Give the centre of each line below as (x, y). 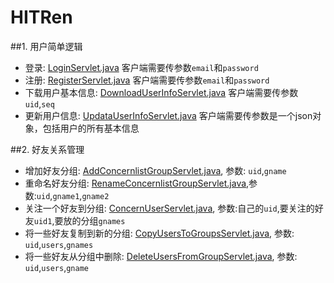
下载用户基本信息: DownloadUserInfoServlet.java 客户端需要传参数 (161, 92)
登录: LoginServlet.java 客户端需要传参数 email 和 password (141, 67)
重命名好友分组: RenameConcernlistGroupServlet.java (135, 183)
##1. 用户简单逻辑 (46, 46)
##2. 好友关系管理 (47, 149)
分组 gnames (103, 220)
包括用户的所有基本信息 (91, 128)
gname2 (95, 196)
